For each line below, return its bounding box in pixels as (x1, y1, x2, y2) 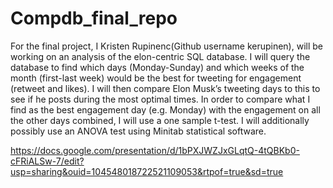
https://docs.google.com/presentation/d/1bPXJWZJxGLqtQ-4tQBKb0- (10, 144, 300, 156)
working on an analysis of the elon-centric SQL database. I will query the (10, 50, 311, 62)
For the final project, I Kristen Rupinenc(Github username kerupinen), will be (10, 40, 324, 52)
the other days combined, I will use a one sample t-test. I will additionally (10, 114, 310, 126)
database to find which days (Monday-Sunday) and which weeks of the (10, 61, 305, 73)
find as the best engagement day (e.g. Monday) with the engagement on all (10, 103, 321, 116)
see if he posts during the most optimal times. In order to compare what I (10, 93, 311, 105)
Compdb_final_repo (10, 7, 178, 30)
